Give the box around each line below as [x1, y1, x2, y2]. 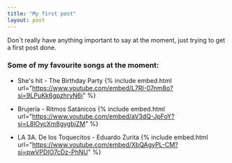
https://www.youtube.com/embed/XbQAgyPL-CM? [31, 140, 178, 148]
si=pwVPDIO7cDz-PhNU [17, 148, 89, 156]
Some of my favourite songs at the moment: [7, 61, 159, 70]
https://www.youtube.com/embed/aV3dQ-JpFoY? [31, 112, 175, 121]
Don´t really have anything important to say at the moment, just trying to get [7, 36, 226, 44]
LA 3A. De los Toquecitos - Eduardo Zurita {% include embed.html [17, 133, 208, 141]
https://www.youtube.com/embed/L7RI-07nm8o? [31, 84, 173, 92]
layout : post [7, 17, 45, 24]
